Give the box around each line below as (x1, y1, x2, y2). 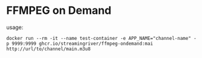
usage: (6, 24, 24, 31)
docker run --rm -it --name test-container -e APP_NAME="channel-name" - (6, 35, 197, 41)
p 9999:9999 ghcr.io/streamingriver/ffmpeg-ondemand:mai (6, 40, 153, 47)
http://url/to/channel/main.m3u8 (6, 46, 91, 52)
